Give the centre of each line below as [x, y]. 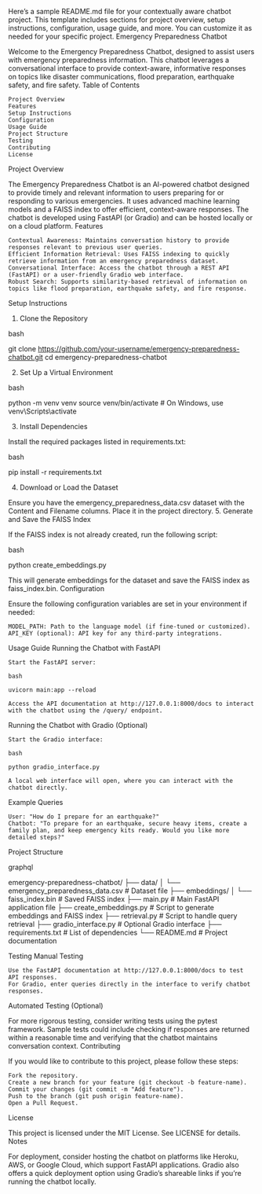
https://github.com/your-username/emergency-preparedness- [139, 349]
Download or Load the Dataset [69, 487]
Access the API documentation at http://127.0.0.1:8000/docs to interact [131, 704]
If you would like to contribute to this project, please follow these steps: [124, 1061]
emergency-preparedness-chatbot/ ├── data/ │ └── [95, 882]
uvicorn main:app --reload [52, 690]
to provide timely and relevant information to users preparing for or [116, 193]
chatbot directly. [38, 788]
